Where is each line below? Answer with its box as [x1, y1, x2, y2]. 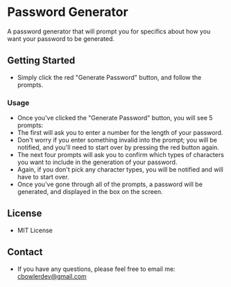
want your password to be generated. [7, 34, 115, 42]
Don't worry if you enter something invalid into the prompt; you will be [17, 136, 217, 145]
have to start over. [17, 173, 69, 181]
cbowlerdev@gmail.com [17, 272, 87, 280]
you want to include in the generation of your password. [17, 158, 178, 167]
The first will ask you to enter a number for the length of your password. [17, 129, 223, 137]
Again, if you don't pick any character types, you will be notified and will [17, 165, 224, 174]
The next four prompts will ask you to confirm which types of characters [17, 151, 224, 159]
